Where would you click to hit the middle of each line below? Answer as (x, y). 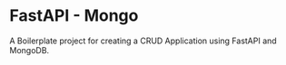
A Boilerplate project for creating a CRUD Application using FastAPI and (143, 41)
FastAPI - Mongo (74, 16)
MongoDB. (30, 50)
